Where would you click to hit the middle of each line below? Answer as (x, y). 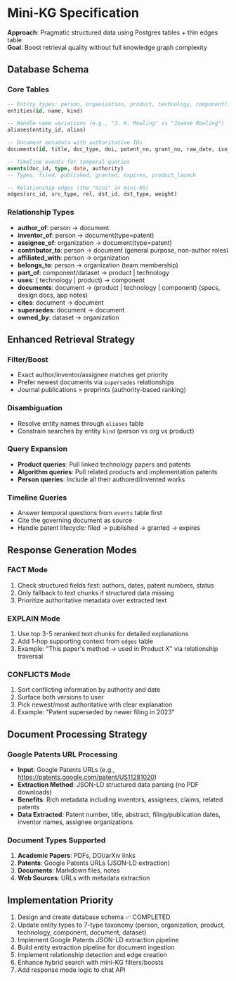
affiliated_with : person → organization (73, 258)
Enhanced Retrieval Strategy (71, 339)
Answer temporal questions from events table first (90, 513)
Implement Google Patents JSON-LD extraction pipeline (98, 940)
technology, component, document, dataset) (82, 932)
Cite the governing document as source (75, 520)
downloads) (35, 792)
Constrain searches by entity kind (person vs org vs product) (106, 431)
